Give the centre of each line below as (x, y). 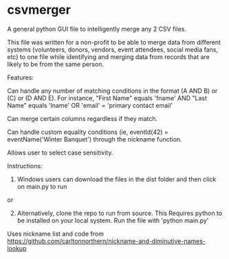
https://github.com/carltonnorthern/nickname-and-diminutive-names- (107, 241)
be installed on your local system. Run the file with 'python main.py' (113, 220)
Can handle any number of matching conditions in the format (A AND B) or (112, 91)
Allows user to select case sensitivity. (60, 153)
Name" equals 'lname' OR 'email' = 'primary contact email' (90, 105)
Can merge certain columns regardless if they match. (83, 118)
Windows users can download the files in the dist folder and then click (117, 179)
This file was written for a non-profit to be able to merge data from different (114, 42)
